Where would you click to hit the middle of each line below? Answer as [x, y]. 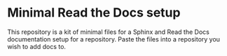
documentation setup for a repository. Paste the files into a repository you [114, 39]
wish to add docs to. [37, 46]
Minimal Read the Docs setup [94, 13]
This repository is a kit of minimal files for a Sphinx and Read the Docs [109, 32]
